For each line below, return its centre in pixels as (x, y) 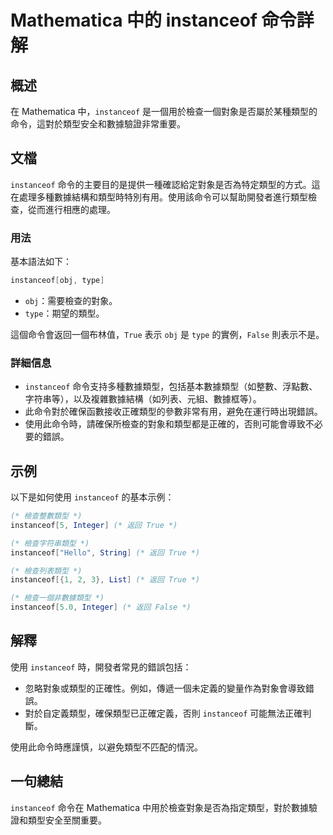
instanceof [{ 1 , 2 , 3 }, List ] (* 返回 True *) (105, 580)
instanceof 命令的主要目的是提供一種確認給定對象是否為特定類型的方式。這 (165, 184)
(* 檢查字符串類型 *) (50, 543)
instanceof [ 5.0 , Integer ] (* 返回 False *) (101, 607)
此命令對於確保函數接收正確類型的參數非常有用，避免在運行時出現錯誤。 (173, 412)
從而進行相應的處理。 (71, 209)
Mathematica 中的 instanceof (134, 20)
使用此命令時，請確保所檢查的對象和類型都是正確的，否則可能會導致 (165, 424)
